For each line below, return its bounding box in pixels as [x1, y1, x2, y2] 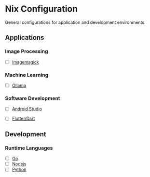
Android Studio [12, 106, 42, 112]
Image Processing [5, 48, 48, 55]
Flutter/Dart [12, 115, 35, 122]
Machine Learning [5, 71, 49, 78]
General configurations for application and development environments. [5, 19, 146, 25]
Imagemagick [12, 59, 40, 65]
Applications [5, 33, 44, 42]
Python [12, 166, 27, 173]
